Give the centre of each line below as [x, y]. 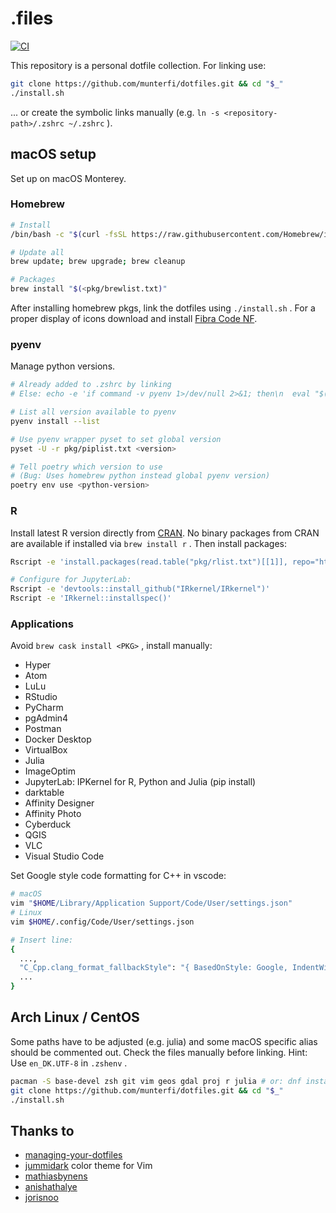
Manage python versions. [63, 366]
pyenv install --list [55, 421]
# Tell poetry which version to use [86, 467]
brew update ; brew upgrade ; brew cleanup [98, 262]
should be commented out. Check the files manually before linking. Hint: [159, 1052]
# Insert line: [42, 940]
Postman [43, 729]
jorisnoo [41, 1198]
